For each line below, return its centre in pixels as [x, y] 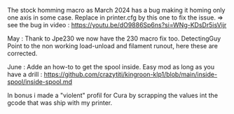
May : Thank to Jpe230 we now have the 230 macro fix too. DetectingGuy [114, 38]
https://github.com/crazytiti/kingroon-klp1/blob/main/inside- [131, 74]
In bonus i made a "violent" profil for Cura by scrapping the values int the [113, 95]
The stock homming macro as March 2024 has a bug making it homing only [116, 10]
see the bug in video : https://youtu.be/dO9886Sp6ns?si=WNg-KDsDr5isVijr [117, 25]
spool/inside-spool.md [40, 82]
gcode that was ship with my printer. [60, 103]
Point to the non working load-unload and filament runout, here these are [113, 46]
